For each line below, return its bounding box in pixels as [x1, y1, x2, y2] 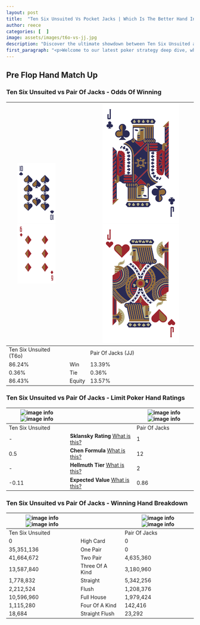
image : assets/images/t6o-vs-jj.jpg [6, 35, 97, 41]
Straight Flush [80, 610, 115, 617]
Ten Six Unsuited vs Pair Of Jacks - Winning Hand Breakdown [6, 499, 188, 508]
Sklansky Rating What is [70, 432, 131, 439]
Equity [69, 377, 85, 384]
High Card [80, 537, 105, 545]
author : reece [6, 22, 42, 28]
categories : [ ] [6, 29, 49, 35]
